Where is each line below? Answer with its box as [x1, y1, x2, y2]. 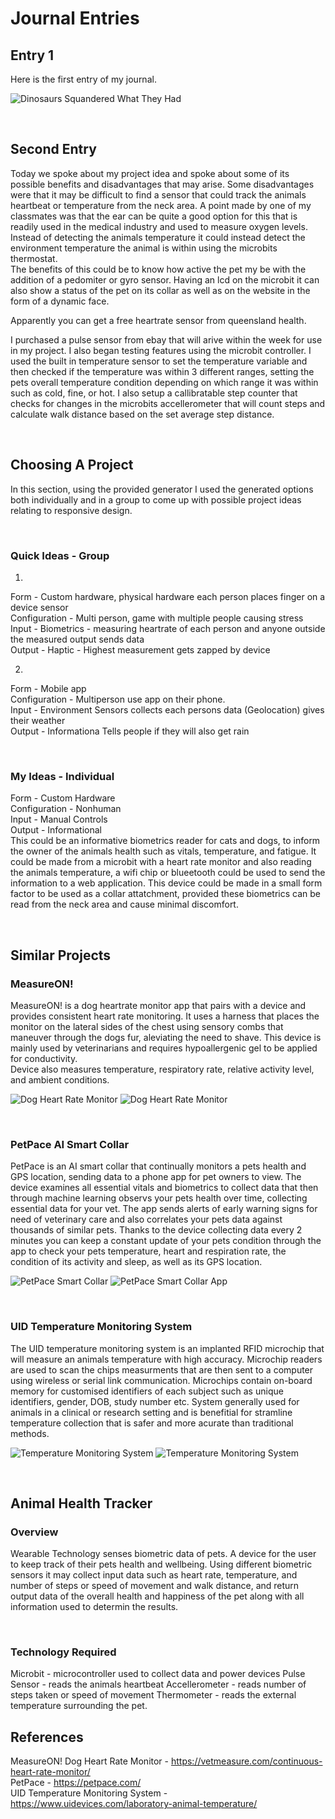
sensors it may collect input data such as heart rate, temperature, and [10, 1569, 298, 1581]
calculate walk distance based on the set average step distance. [10, 408, 275, 420]
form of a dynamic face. [10, 295, 110, 307]
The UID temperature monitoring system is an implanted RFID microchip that [10, 1342, 325, 1354]
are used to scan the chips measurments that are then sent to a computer [10, 1363, 314, 1376]
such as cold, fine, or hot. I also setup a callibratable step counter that [10, 387, 298, 399]
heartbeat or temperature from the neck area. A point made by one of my [10, 199, 312, 211]
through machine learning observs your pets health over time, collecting [10, 1192, 308, 1204]
